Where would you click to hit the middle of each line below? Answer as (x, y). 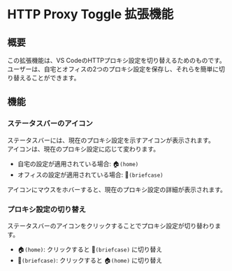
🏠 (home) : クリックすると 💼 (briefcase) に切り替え (90, 249)
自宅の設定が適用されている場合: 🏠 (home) (78, 163)
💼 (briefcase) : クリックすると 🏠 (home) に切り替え (90, 260)
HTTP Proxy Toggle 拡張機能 (90, 14)
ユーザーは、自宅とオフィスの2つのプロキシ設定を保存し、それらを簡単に (113, 69)
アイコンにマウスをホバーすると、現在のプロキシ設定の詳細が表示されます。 (117, 189)
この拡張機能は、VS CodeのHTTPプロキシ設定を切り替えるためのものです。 (116, 60)
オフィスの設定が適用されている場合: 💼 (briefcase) (90, 175)
